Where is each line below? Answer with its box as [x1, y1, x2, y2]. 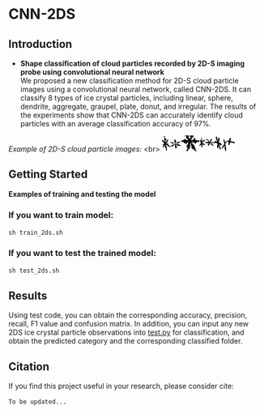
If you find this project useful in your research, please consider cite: [8, 382, 234, 391]
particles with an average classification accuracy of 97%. [19, 119, 212, 128]
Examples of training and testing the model [8, 189, 156, 198]
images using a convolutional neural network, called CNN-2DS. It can [19, 84, 252, 94]
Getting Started [8, 168, 88, 181]
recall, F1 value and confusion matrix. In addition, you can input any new [8, 319, 249, 329]
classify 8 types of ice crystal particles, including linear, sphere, [19, 93, 233, 102]
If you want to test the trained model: [8, 248, 156, 259]
